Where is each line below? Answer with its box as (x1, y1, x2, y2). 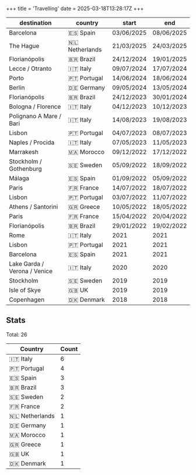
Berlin (9, 84, 25, 91)
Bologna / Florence (9, 102, 61, 111)
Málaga (9, 174, 30, 182)
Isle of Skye (9, 286, 41, 294)
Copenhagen (9, 295, 45, 304)
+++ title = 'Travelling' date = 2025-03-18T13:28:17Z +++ (6, 5, 144, 12)
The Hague (9, 42, 40, 50)
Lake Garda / (9, 260, 44, 268)
